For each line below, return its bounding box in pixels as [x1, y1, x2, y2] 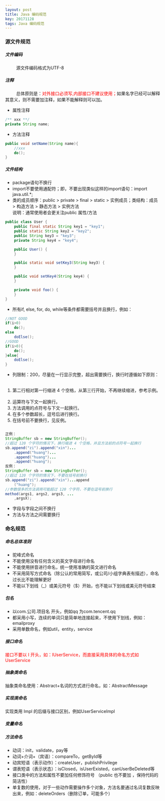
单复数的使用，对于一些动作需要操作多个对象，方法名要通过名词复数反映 [12, 785, 160, 791]
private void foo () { [14, 287, 58, 292]
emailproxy [12, 620, 36, 626]
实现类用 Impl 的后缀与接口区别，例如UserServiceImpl [5, 708, 115, 714]
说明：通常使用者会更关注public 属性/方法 [12, 210, 97, 216]
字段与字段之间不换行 [12, 506, 56, 512]
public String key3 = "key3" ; [14, 233, 77, 238]
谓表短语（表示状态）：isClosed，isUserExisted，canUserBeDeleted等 [12, 766, 155, 772]
